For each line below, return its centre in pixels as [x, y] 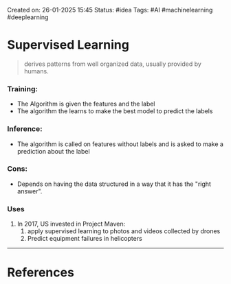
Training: [22, 88]
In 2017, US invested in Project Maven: [71, 224]
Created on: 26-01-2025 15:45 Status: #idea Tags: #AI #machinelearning [110, 10]
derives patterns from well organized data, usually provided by [112, 64]
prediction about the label [54, 151]
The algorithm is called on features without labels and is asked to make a [120, 144]
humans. [36, 71]
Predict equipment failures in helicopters [85, 239]
